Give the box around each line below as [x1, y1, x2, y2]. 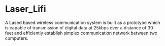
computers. [5, 35, 29, 41]
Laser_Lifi [5, 3, 46, 15]
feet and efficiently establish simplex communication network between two [5, 30, 158, 36]
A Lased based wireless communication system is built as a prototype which [5, 20, 160, 25]
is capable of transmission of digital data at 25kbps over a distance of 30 [5, 24, 154, 30]
